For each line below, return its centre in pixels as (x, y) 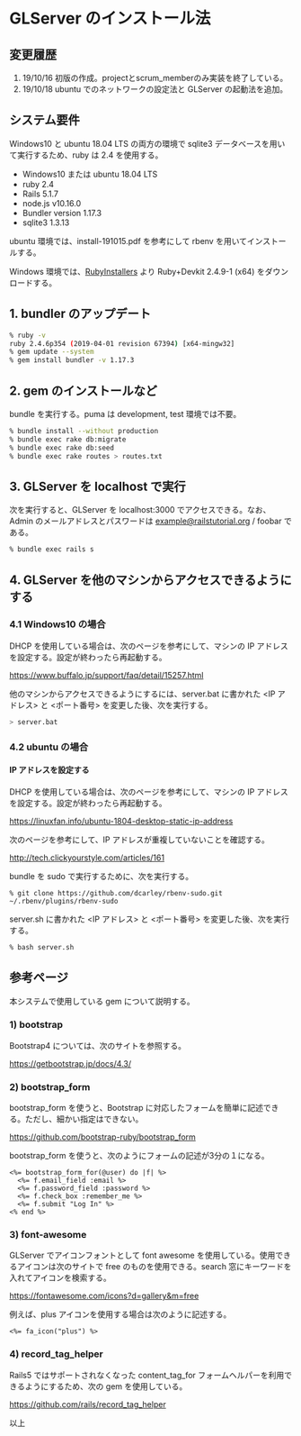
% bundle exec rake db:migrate (68, 439)
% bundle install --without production (84, 431)
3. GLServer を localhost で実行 (97, 486)
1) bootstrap (36, 1025)
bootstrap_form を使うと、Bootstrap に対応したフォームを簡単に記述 (136, 1108)
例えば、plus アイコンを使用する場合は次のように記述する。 (120, 1314)
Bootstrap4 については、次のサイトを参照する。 (98, 1045)
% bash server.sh (42, 947)
